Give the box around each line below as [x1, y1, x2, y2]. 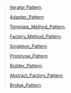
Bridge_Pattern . [9, 82, 43, 88]
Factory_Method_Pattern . [9, 34, 62, 39]
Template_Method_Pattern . [9, 24, 66, 30]
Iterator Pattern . [9, 5, 43, 10]
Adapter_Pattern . [9, 14, 45, 20]
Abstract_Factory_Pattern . [9, 72, 64, 78]
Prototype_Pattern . [9, 53, 49, 59]
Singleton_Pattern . [9, 43, 49, 49]
